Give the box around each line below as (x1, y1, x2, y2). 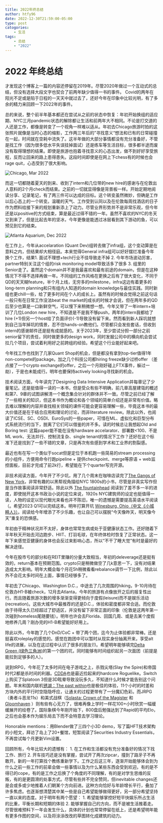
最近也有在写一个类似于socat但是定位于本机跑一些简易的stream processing (5, 450, 155, 456)
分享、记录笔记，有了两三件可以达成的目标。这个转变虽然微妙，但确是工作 (9, 192, 158, 198)
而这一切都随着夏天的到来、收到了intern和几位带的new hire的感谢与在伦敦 (5, 180, 153, 186)
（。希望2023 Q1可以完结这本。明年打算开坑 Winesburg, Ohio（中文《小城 (5, 503, 154, 509)
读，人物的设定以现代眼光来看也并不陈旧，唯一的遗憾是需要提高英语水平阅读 (5, 497, 158, 503)
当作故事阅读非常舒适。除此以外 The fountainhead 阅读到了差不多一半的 (9, 485, 154, 490)
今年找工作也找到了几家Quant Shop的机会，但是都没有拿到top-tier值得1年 (5, 350, 152, 356)
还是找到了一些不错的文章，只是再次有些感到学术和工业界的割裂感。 (13, 439, 149, 446)
